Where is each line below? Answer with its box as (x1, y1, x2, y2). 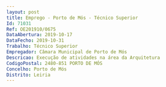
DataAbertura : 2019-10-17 (6, 32, 72, 38)
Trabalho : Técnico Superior (6, 43, 78, 50)
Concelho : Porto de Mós (6, 66, 67, 72)
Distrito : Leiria (6, 72, 51, 78)
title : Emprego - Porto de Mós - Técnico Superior (6, 15, 138, 21)
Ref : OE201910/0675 (6, 26, 56, 32)
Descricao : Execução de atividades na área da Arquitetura (6, 55, 160, 61)
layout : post (6, 9, 40, 15)
